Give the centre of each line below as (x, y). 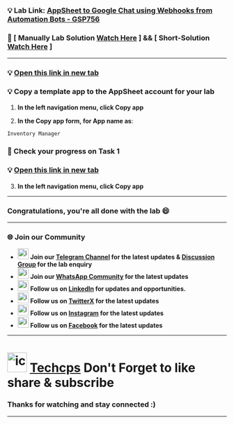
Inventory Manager (34, 134)
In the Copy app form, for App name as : (75, 121)
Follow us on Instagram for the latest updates (97, 313)
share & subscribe (61, 383)
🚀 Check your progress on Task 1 (63, 151)
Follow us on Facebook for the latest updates (96, 326)
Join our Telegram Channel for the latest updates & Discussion (123, 257)
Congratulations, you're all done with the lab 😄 (88, 211)
